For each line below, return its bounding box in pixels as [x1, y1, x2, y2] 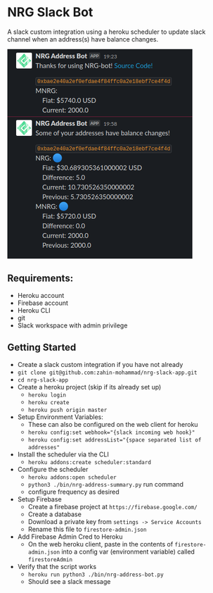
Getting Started [7, 342, 77, 354]
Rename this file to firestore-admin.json [27, 525, 147, 533]
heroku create [27, 399, 70, 406]
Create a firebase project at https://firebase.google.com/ [27, 502, 198, 511]
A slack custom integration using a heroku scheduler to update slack [7, 27, 206, 36]
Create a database [27, 510, 82, 518]
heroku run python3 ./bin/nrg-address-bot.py [27, 571, 164, 578]
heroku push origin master [27, 406, 108, 413]
